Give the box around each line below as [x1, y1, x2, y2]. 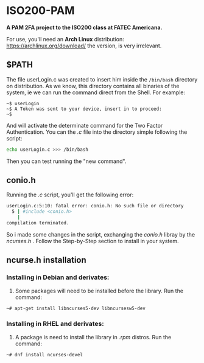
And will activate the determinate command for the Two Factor [6, 122, 163, 129]
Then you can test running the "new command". [6, 157, 127, 165]
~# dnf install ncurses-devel [6, 351, 83, 358]
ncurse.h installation [6, 255, 86, 265]
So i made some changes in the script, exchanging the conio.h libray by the [6, 230, 195, 238]
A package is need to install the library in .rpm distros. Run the [15, 333, 172, 341]
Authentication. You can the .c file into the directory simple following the [6, 128, 188, 136]
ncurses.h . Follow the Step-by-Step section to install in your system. [6, 237, 179, 244]
